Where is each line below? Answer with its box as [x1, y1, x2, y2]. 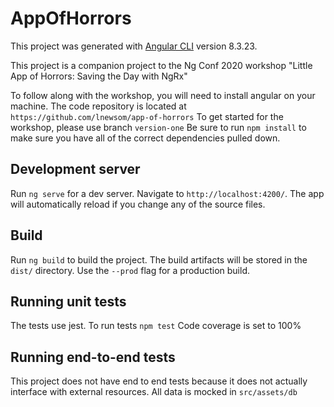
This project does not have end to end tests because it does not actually [10, 375, 308, 387]
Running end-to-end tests [10, 348, 176, 366]
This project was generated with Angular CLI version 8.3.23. [10, 40, 258, 52]
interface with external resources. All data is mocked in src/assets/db [10, 386, 298, 398]
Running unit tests [10, 293, 127, 310]
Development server [10, 161, 141, 178]
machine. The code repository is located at [10, 100, 187, 112]
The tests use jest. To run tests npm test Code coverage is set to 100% [10, 320, 302, 332]
